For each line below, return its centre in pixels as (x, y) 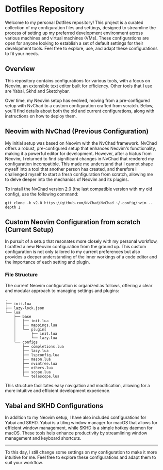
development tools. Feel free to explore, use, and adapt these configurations (81, 48)
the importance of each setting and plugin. (48, 262)
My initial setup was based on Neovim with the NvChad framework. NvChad (81, 143)
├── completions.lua (43, 346)
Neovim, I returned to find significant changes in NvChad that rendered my (80, 158)
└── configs (26, 342)
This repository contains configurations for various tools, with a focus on (78, 80)
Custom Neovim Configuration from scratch (73, 222)
